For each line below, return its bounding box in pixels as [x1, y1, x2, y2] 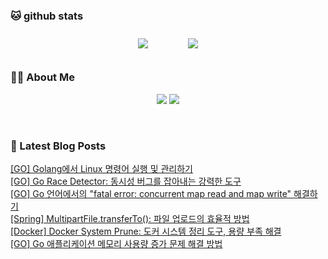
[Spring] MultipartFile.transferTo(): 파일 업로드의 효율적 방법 [10, 212, 250, 224]
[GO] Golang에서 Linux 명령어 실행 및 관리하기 [10, 162, 193, 174]
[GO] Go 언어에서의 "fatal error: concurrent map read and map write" [10, 187, 292, 199]
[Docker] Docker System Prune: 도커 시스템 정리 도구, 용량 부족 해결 [10, 225, 282, 237]
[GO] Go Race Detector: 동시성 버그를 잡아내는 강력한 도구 [10, 175, 242, 187]
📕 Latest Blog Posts [10, 139, 107, 153]
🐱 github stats [10, 9, 84, 23]
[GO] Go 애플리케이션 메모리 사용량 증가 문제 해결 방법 [10, 237, 223, 249]
